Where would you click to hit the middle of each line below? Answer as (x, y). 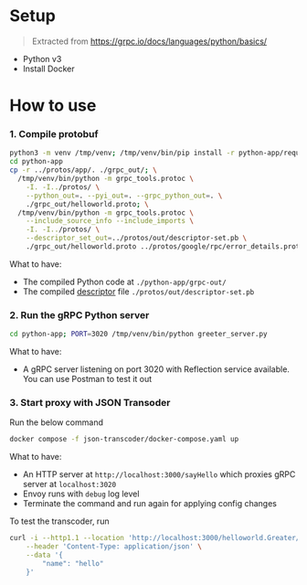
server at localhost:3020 (69, 484)
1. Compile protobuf (54, 134)
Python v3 (42, 58)
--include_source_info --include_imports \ (110, 221)
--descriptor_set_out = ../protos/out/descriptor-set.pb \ (137, 239)
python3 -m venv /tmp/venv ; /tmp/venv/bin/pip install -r (122, 153)
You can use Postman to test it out (87, 379)
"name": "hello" (73, 563)
